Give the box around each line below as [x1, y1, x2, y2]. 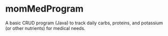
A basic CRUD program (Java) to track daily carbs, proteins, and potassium [5, 20, 163, 26]
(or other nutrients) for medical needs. [5, 25, 86, 31]
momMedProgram [5, 3, 84, 15]
